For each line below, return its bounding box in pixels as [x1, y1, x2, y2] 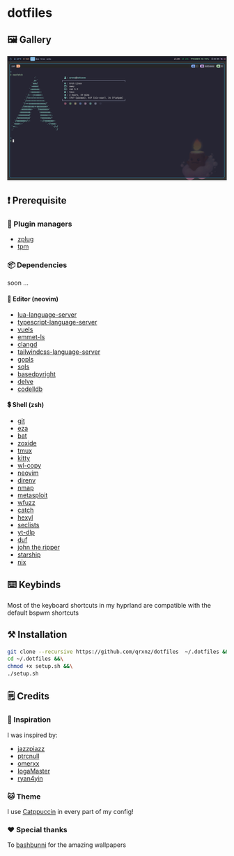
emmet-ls [17, 332, 45, 341]
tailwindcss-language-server [17, 348, 101, 356]
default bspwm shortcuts [7, 608, 79, 617]
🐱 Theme [7, 792, 41, 801]
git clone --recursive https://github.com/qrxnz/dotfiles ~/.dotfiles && [7, 648, 229, 655]
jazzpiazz [17, 744, 45, 752]
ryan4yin [17, 774, 43, 783]
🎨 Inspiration [7, 715, 51, 725]
